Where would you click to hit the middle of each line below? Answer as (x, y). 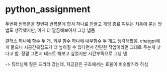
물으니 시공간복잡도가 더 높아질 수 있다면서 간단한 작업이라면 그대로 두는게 (83, 47)
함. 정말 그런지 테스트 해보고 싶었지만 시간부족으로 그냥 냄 (71, 53)
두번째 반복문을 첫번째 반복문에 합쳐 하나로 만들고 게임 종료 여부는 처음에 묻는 (81, 24)
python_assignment (48, 9)
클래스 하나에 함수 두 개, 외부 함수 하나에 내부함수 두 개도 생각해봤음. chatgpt (81, 41)
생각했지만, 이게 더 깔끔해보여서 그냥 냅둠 (55, 30)
